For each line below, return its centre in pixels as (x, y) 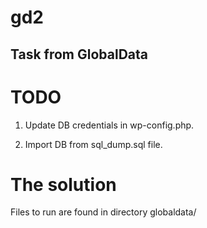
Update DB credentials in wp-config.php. (109, 125)
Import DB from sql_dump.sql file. (93, 144)
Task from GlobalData (79, 54)
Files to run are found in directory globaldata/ (103, 212)
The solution (63, 184)
